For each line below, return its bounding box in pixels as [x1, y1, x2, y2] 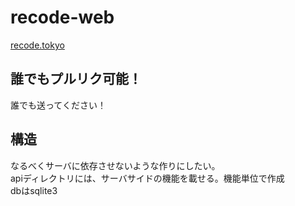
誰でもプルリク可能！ [10, 71, 142, 88]
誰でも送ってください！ [10, 99, 107, 111]
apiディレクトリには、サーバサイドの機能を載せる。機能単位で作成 [10, 172, 285, 184]
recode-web [10, 6, 115, 29]
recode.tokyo [10, 39, 65, 51]
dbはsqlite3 [10, 184, 58, 196]
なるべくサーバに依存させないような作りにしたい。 [10, 159, 221, 171]
